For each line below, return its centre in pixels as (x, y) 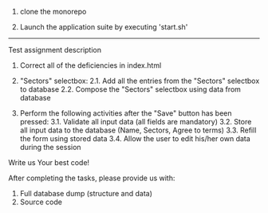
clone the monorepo (53, 12)
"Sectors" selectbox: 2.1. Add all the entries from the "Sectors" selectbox (140, 81)
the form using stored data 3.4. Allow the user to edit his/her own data (135, 138)
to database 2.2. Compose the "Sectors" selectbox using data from (130, 89)
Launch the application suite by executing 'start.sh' (104, 27)
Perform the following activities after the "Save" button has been (126, 113)
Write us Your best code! (49, 162)
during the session (50, 147)
